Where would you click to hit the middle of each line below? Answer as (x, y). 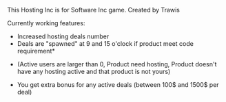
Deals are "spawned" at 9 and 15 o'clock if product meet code (105, 43)
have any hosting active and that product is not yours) (94, 72)
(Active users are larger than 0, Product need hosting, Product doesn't (117, 64)
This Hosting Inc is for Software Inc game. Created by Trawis (94, 10)
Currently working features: (46, 23)
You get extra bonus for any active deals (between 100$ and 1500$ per (118, 85)
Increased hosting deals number (63, 36)
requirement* (36, 51)
